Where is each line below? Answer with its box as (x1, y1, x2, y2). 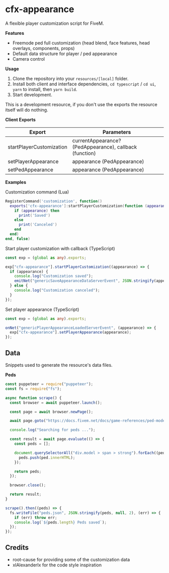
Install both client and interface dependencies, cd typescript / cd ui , (12, 81, 156, 87)
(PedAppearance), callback (72, 143, 137, 150)
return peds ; (14, 469, 42, 474)
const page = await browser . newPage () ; (10, 409, 94, 414)
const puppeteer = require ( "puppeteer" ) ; (5, 381, 94, 387)
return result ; (10, 492, 42, 497)
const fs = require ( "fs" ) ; (5, 386, 62, 391)
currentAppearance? (72, 137, 122, 144)
